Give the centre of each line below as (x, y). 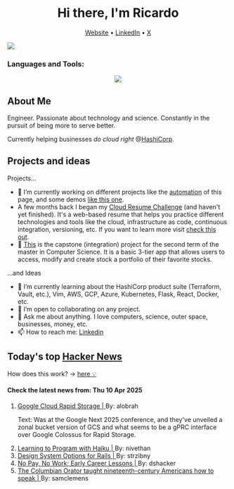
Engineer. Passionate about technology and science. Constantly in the (109, 118)
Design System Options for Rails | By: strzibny (84, 455)
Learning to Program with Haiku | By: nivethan (84, 448)
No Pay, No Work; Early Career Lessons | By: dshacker (97, 463)
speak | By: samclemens (53, 478)
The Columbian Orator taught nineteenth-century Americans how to (116, 471)
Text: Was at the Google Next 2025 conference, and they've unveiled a (120, 419)
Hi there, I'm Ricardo (118, 13)
